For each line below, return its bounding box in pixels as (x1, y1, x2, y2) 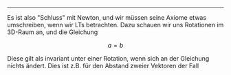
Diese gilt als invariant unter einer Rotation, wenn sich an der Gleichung (7, 55, 210, 62)
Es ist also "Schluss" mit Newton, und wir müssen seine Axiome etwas (7, 14, 207, 21)
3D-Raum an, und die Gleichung (7, 28, 98, 36)
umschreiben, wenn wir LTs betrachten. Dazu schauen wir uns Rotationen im (7, 21, 224, 29)
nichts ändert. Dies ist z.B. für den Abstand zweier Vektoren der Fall (7, 62, 199, 70)
